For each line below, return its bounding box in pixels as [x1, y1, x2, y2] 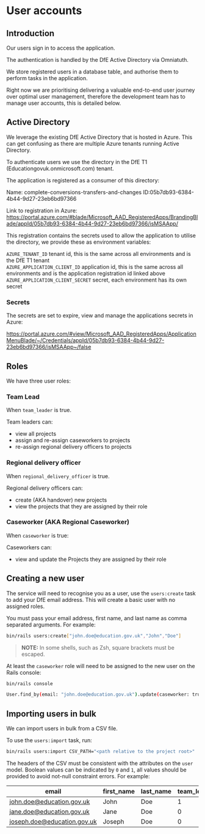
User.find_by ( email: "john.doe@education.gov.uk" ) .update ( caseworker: [6, 691, 190, 698]
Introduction [6, 28, 55, 39]
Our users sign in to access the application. [6, 44, 115, 51]
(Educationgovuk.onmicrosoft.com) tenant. [6, 165, 114, 172]
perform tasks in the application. [6, 75, 88, 81]
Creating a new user [6, 573, 85, 584]
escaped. [21, 650, 45, 658]
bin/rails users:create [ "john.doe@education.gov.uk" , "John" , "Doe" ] [6, 633, 182, 639]
